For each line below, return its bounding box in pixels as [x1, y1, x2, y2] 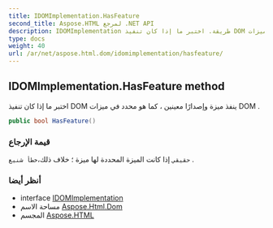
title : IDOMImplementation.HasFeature [8, 11, 140, 20]
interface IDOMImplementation [19, 193, 123, 203]
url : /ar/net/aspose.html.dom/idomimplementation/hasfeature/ [8, 49, 223, 58]
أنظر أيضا [8, 174, 41, 186]
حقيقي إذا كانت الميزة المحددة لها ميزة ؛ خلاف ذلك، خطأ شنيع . [8, 154, 195, 164]
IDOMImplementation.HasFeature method [8, 80, 225, 93]
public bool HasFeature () [8, 117, 96, 125]
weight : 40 [8, 42, 45, 50]
